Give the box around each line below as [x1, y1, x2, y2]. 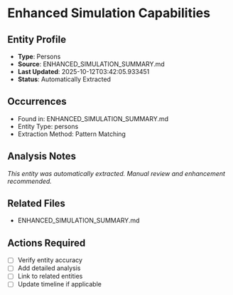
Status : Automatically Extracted [17, 75, 112, 83]
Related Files [7, 197, 66, 209]
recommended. [7, 177, 52, 185]
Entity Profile [7, 33, 66, 46]
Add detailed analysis [17, 264, 81, 272]
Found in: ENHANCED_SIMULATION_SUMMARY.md [17, 114, 169, 123]
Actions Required [7, 237, 86, 249]
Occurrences [7, 95, 67, 108]
